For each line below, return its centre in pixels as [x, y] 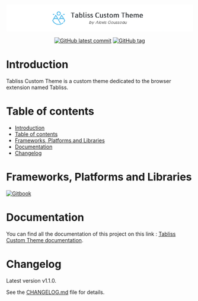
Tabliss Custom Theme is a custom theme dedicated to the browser [89, 81]
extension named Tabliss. [37, 87]
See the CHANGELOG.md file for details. [55, 292]
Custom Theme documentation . [45, 240]
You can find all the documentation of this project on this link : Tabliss [91, 234]
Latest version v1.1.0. [31, 280]
